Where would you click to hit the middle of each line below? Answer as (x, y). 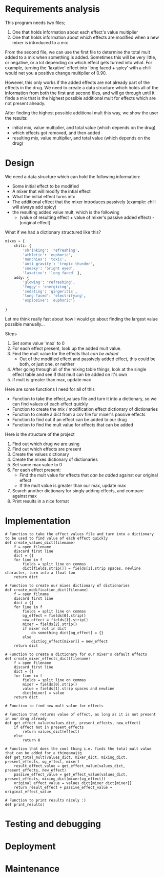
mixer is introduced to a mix (40, 42)
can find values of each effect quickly (50, 404)
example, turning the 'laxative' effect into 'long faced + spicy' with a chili (78, 68)
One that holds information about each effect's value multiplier (75, 32)
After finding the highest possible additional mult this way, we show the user (82, 113)
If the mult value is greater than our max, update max (72, 485)
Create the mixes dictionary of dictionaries (55, 459)
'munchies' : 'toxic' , (45, 259)
